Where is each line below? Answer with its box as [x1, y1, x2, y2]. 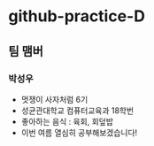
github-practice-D [8, 6, 145, 27]
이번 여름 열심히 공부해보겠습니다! [20, 127, 138, 138]
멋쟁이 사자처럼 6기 [20, 94, 89, 104]
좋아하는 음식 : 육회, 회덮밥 [20, 116, 114, 127]
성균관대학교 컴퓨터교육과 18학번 [20, 104, 135, 116]
